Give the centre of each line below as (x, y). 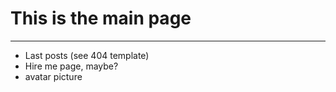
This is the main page (101, 18)
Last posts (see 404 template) (87, 55)
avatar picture (53, 76)
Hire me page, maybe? (71, 66)
